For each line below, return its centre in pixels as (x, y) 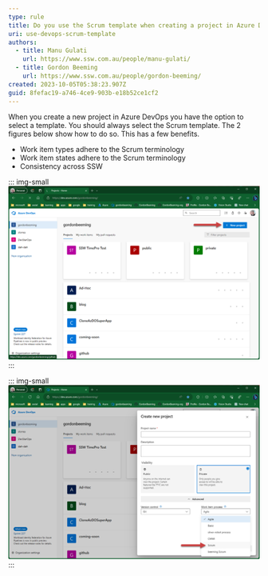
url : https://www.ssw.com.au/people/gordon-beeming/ (112, 76)
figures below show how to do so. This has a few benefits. (104, 134)
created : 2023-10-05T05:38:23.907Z (67, 84)
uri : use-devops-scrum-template (62, 34)
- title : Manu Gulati (51, 51)
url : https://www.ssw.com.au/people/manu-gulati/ (107, 59)
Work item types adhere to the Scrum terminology (102, 149)
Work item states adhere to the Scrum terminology (102, 158)
